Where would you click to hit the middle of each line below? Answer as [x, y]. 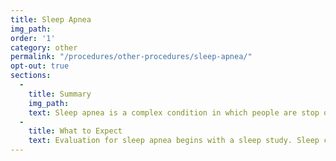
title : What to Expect [75, 131]
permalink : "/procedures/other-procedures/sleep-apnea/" [131, 57]
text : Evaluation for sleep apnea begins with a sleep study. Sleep [174, 141]
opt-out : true [40, 66]
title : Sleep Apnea [51, 19]
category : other [44, 47]
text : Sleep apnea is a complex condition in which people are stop [174, 112]
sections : [31, 76]
